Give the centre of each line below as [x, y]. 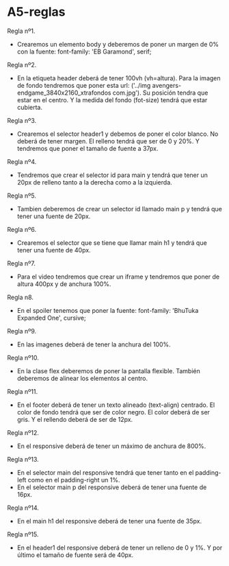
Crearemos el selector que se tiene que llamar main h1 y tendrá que [112, 243]
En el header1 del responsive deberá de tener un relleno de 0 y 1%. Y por [120, 547]
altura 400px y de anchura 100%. [64, 284]
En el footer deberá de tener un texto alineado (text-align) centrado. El [116, 405]
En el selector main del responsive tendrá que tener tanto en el [105, 472]
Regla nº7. [21, 263]
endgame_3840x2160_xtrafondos [64, 93]
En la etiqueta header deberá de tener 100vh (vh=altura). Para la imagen [119, 78]
